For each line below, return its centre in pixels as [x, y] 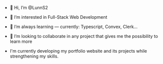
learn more [21, 41]
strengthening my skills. [34, 56]
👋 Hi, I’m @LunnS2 [29, 8]
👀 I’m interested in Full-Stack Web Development [58, 17]
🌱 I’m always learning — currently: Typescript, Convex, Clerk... [74, 27]
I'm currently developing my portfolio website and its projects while [78, 51]
